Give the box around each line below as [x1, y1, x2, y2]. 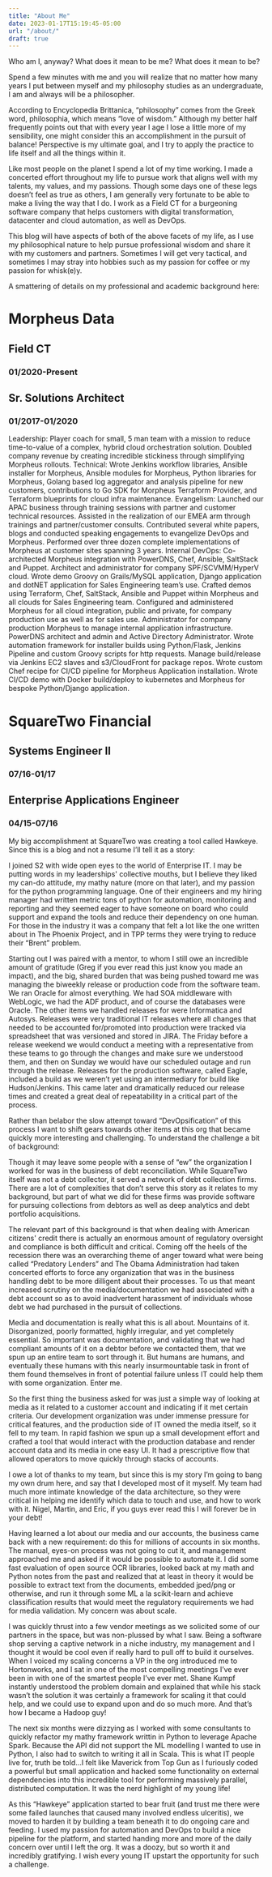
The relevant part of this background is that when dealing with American [8, 1224, 250, 1234]
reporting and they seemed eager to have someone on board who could [8, 903, 249, 913]
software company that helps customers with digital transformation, [8, 207, 235, 217]
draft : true [8, 34, 49, 43]
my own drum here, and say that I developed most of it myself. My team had [8, 1478, 262, 1487]
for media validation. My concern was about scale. [8, 1606, 177, 1615]
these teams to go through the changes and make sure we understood [8, 1048, 244, 1058]
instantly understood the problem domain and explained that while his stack [8, 1682, 261, 1691]
